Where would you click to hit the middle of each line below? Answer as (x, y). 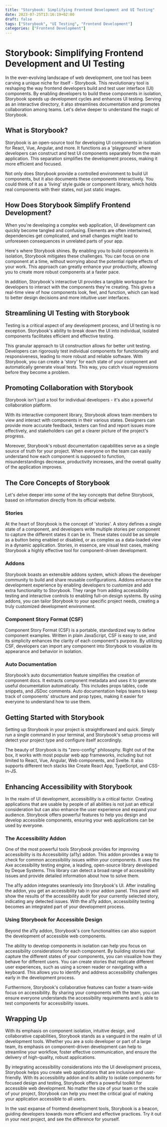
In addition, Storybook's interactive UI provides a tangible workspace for (80, 281)
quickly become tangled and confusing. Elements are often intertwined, (79, 230)
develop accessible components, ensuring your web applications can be (80, 820)
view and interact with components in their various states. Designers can (80, 420)
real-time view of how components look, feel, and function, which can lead (82, 292)
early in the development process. (40, 977)
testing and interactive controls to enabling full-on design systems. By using (83, 595)
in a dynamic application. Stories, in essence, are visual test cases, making (82, 545)
